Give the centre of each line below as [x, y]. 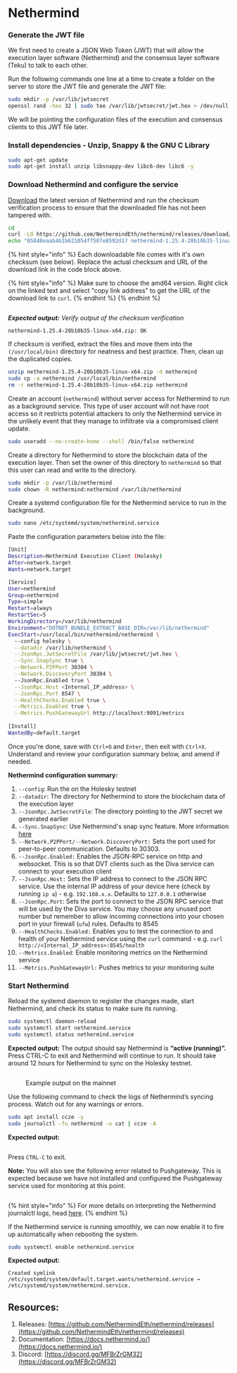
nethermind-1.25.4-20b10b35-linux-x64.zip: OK [77, 331]
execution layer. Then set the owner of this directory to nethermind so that [115, 462]
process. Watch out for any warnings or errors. [76, 1104]
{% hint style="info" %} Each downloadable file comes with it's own [106, 255]
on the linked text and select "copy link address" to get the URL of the [109, 291]
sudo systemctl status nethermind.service [71, 1034]
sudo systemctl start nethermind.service [70, 1028]
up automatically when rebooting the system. [73, 1234]
